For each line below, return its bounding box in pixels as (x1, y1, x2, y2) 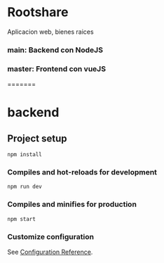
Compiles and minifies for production (7, 200, 137, 210)
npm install (7, 151, 42, 158)
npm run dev (7, 184, 42, 191)
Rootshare (7, 4, 69, 20)
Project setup (7, 132, 68, 144)
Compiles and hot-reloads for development (7, 167, 158, 177)
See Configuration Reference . (7, 248, 93, 257)
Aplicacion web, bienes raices (7, 27, 94, 36)
